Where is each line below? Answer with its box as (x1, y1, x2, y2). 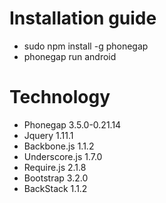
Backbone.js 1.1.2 (23, 140, 95, 152)
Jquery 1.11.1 (23, 129, 74, 141)
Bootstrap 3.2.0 (23, 172, 89, 184)
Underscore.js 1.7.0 (23, 150, 103, 162)
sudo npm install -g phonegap (23, 40, 149, 52)
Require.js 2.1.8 (23, 161, 87, 173)
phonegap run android (23, 50, 117, 62)
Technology (9, 86, 111, 109)
